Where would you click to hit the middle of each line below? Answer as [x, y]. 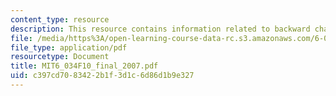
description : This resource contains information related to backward [160, 29]
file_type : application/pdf [69, 47]
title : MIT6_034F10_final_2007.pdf [84, 66]
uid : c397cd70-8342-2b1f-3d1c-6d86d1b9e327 [102, 76]
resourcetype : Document [60, 57]
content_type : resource [60, 19]
